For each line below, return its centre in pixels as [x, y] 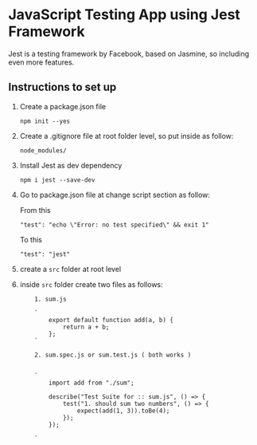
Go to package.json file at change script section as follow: [115, 195]
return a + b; [86, 327]
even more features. [41, 62]
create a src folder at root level [70, 269]
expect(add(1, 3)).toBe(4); [123, 411]
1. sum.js [51, 299]
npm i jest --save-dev [57, 180]
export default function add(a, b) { [111, 320]
